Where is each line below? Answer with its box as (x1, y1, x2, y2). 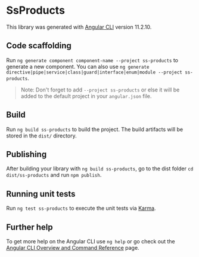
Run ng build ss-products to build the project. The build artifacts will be (6, 126, 184, 133)
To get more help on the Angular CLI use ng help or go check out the (6, 238, 175, 245)
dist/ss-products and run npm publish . (6, 172, 102, 179)
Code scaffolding (6, 41, 71, 51)
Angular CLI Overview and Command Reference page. (6, 244, 139, 251)
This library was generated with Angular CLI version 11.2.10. (6, 23, 152, 30)
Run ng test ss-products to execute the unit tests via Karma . (6, 204, 156, 212)
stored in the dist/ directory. (6, 132, 77, 139)
